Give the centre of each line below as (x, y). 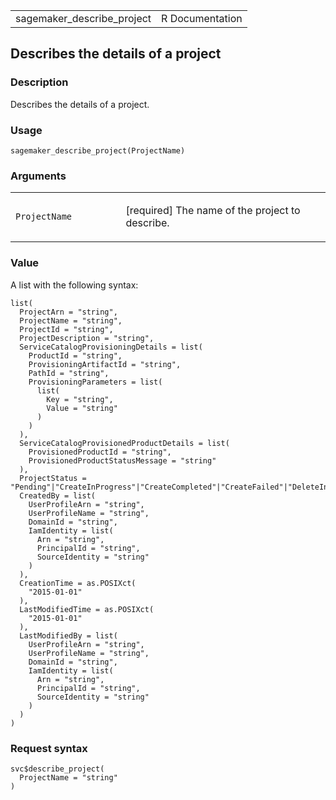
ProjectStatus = (53, 478)
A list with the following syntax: (74, 285)
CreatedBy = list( (58, 495)
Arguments (38, 176)
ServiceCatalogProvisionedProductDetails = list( (124, 443)
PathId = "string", (69, 373)
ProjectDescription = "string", (87, 338)
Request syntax (49, 748)
